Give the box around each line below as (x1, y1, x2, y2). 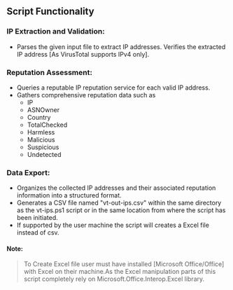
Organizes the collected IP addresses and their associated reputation (16, 184, 216, 192)
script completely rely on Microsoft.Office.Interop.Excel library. (23, 275, 205, 283)
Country (27, 113, 51, 121)
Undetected (27, 150, 62, 158)
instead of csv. (16, 228, 60, 237)
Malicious (27, 135, 55, 144)
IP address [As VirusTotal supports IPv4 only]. (16, 50, 150, 58)
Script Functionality (6, 6, 95, 18)
